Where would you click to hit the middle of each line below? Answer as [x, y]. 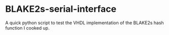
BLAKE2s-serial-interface [61, 9]
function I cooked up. [27, 28]
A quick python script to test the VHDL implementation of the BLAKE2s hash [85, 23]
